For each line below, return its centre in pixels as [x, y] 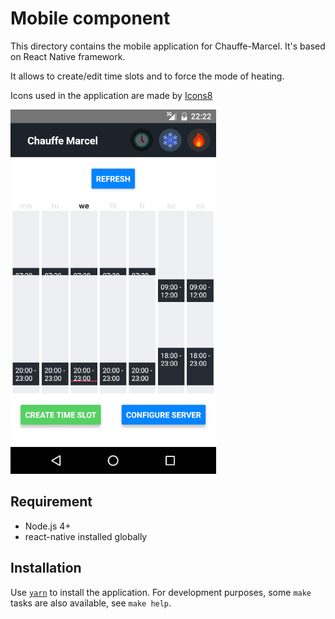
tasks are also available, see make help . [91, 603]
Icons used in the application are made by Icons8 [111, 95]
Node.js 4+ [48, 526]
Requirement [51, 502]
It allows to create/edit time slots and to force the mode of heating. [147, 76]
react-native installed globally [86, 536]
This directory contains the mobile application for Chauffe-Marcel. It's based [168, 46]
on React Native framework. [68, 56]
